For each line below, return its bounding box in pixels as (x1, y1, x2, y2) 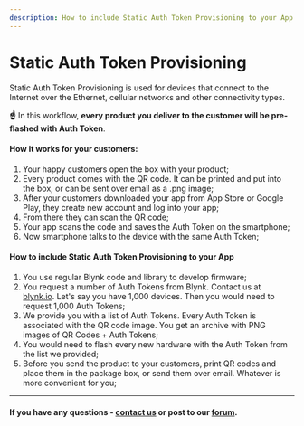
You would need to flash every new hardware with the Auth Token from (22, 338, 288, 349)
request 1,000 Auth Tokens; (22, 300, 126, 311)
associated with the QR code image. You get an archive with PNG (22, 319, 266, 330)
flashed (9, 123, 39, 134)
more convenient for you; (22, 377, 118, 388)
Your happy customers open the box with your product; (22, 164, 229, 175)
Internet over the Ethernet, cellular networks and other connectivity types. (9, 91, 286, 102)
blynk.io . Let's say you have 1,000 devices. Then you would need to (22, 290, 275, 301)
